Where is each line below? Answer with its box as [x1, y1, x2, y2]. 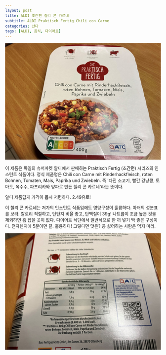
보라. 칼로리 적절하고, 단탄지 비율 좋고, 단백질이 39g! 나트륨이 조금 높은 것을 [10, 211, 157, 217]
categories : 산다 [5, 24, 39, 29]
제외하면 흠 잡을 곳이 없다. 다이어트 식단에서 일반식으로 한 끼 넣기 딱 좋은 [5, 217, 145, 223]
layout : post [5, 8, 32, 13]
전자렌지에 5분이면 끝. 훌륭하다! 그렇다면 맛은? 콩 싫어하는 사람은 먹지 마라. [11, 223, 156, 229]
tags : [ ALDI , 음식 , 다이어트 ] [5, 29, 61, 34]
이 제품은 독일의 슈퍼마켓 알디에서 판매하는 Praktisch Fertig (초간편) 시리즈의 [5, 165, 154, 171]
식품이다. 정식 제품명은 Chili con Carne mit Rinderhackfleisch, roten [18, 172, 153, 177]
